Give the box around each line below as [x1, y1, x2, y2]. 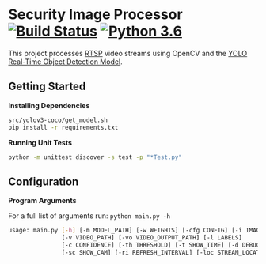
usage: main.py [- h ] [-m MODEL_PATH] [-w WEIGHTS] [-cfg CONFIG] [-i [8, 227, 243, 235]
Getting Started [8, 80, 86, 93]
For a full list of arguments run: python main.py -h [8, 211, 171, 221]
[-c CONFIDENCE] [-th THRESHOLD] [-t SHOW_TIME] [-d [61, 241, 239, 249]
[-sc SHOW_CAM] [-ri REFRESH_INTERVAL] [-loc [61, 248, 215, 256]
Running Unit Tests [8, 138, 73, 147]
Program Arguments [8, 196, 77, 206]
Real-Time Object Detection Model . [8, 57, 123, 66]
